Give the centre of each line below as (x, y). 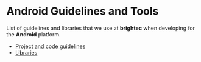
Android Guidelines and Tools (83, 11)
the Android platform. (33, 34)
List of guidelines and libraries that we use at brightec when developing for (101, 28)
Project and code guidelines (50, 46)
